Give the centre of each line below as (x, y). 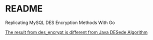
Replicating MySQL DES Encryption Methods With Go (60, 22)
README (24, 9)
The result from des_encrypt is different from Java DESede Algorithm (76, 32)
